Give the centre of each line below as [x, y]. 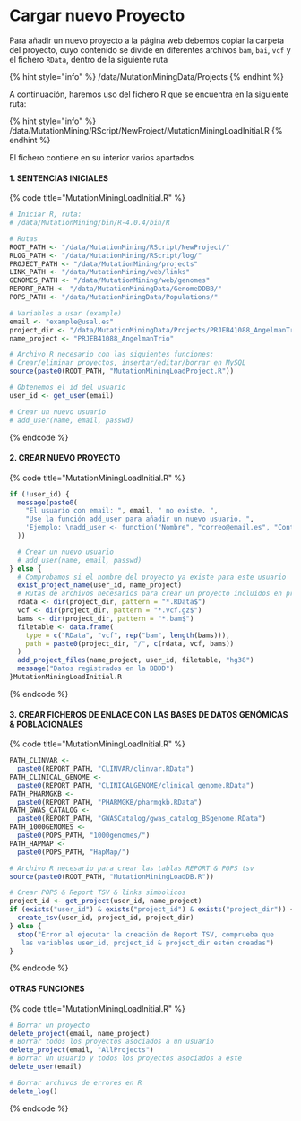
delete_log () [34, 1091]
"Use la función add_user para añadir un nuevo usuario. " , [140, 519]
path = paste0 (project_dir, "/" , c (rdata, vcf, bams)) [130, 643]
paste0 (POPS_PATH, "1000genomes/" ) [84, 836]
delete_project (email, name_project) [80, 1033]
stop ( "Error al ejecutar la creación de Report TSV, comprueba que [146, 934]
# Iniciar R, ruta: [46, 215]
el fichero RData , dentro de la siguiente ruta [89, 59]
